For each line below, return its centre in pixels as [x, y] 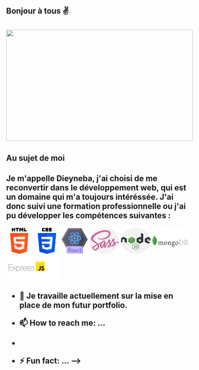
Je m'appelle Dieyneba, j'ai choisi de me [82, 178]
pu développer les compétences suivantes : [89, 216]
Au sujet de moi [36, 158]
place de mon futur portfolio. [73, 305]
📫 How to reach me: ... [62, 323]
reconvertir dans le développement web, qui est [96, 188]
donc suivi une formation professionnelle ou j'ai [96, 206]
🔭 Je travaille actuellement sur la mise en [96, 296]
